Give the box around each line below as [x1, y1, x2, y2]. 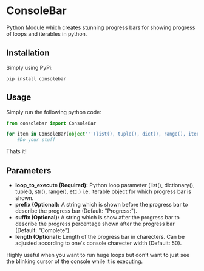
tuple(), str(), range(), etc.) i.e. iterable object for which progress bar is [15, 188, 191, 195]
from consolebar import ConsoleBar [6, 120, 97, 126]
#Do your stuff [17, 137, 56, 143]
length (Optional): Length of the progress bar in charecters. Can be [15, 233, 185, 240]
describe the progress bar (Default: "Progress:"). [15, 207, 138, 214]
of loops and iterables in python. [6, 30, 87, 37]
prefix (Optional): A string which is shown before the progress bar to [15, 201, 188, 208]
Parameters [6, 165, 52, 176]
